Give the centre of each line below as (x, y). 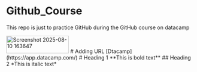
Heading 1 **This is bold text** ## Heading (137, 57)
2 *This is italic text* (31, 64)
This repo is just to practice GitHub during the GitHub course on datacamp (98, 27)
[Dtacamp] (119, 51)
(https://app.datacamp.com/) (42, 57)
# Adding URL (87, 51)
